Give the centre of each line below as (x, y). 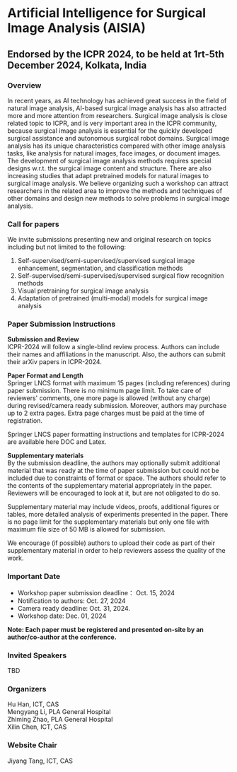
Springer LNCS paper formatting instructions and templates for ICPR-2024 (116, 434)
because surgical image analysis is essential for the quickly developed (110, 130)
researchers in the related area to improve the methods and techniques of (115, 191)
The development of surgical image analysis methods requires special (109, 160)
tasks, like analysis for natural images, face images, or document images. (114, 153)
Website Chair (33, 745)
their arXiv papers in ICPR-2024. (55, 362)
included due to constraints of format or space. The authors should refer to (117, 478)
